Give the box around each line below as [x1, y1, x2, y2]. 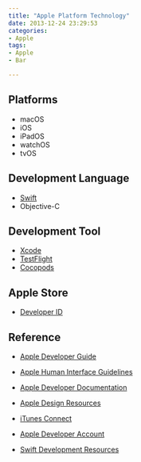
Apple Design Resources [19, 398, 101, 408]
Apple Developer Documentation [19, 382, 127, 392]
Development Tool [8, 224, 101, 238]
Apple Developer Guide [19, 352, 97, 361]
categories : [8, 26, 48, 34]
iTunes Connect [19, 413, 72, 423]
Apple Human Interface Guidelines [19, 367, 133, 376]
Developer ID [19, 307, 64, 317]
